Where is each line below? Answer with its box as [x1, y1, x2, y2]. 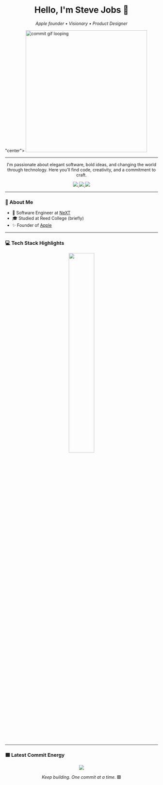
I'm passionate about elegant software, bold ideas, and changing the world [6, 161, 157, 167]
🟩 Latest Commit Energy [5, 752, 65, 759]
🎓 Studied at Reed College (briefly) [12, 216, 84, 221]
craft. [76, 172, 87, 177]
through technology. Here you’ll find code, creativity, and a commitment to [7, 167, 156, 173]
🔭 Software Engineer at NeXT [12, 210, 71, 216]
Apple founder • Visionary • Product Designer [35, 20, 128, 26]
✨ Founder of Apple [12, 222, 52, 228]
